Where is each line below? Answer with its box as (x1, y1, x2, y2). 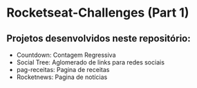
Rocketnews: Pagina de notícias (16, 73, 108, 81)
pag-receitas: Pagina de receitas (16, 66, 110, 73)
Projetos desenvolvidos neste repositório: (6, 33, 191, 44)
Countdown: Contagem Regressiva (16, 51, 116, 59)
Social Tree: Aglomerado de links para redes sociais (16, 58, 165, 67)
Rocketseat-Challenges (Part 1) (6, 5, 189, 21)
